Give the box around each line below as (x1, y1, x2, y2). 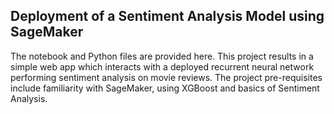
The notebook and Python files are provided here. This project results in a (10, 50, 314, 62)
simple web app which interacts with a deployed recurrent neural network (10, 60, 315, 73)
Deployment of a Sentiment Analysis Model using (10, 8, 325, 25)
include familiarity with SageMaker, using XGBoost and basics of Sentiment (10, 82, 320, 94)
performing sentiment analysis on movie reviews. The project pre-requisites (10, 71, 323, 83)
